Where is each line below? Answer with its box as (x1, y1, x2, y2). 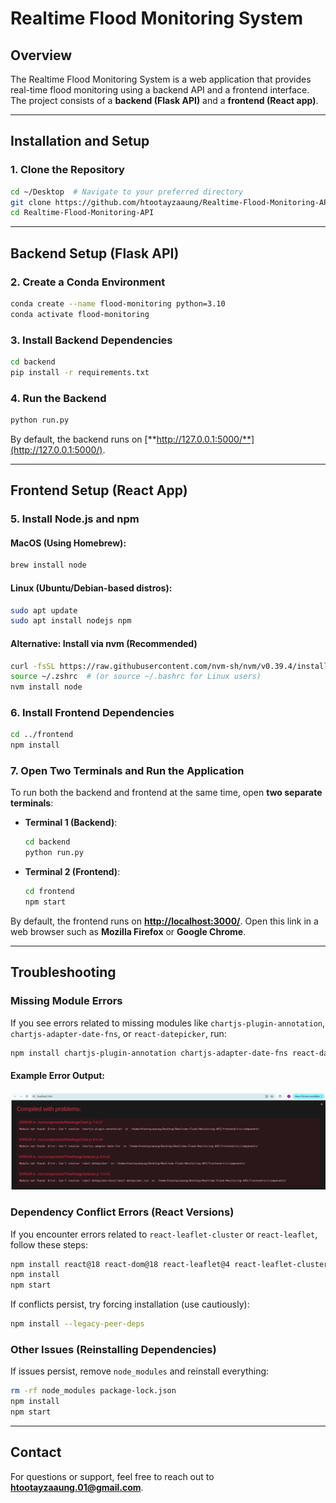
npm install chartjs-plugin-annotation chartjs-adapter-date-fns (10, 1048, 288, 1058)
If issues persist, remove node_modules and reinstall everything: (10, 1365, 270, 1377)
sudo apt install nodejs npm (10, 616, 132, 626)
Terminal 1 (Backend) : (24, 817, 118, 829)
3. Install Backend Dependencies (10, 333, 173, 347)
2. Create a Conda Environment (10, 275, 166, 289)
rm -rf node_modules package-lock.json (10, 1386, 177, 1396)
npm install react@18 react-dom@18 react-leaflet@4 (10, 1259, 230, 1269)
